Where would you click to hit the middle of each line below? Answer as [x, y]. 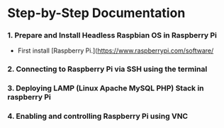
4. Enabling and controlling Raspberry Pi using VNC [98, 117]
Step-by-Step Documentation [96, 13]
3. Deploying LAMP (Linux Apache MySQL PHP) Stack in [106, 88]
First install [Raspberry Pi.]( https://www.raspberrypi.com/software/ [116, 50]
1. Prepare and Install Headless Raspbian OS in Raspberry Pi [112, 36]
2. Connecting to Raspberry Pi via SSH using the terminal [107, 69]
